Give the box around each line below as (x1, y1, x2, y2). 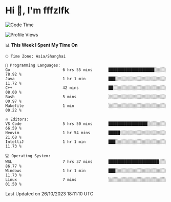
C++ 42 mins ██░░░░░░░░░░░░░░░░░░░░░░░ (5, 85, 166, 90)
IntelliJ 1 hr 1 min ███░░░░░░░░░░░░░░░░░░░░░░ (5, 139, 166, 144)
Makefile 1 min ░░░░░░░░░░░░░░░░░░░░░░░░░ (5, 103, 166, 108)
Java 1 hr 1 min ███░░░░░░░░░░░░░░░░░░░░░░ (5, 76, 166, 81)
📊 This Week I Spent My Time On (5, 42, 78, 48)
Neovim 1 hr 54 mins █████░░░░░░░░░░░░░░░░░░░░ (5, 130, 166, 135)
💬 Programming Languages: (5, 63, 60, 68)
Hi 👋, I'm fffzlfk (5, 5, 70, 16)
